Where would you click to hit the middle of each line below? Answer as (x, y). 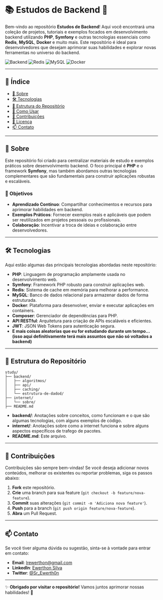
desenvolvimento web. (35, 279)
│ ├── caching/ (23, 390)
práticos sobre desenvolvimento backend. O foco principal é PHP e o (74, 165)
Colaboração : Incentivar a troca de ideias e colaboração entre (74, 225)
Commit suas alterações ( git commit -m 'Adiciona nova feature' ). (80, 503)
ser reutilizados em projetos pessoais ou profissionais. (66, 219)
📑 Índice (17, 82)
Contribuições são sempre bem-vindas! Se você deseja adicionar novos (77, 468)
